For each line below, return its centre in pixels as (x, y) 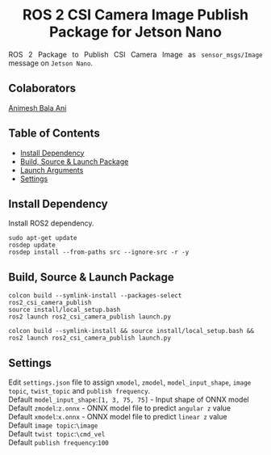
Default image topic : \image (53, 425)
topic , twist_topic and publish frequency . (79, 391)
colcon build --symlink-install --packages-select (95, 296)
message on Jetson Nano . (51, 63)
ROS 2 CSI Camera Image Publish (135, 15)
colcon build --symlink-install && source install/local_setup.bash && (131, 331)
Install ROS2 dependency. (51, 223)
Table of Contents (54, 134)
